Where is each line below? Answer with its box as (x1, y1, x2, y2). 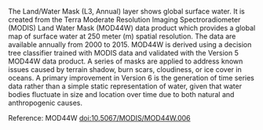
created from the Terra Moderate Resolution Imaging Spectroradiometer (8, 15, 241, 24)
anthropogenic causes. (8, 98, 82, 107)
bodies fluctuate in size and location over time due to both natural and (8, 90, 235, 99)
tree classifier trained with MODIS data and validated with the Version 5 (8, 49, 239, 57)
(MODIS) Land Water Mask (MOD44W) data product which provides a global (8, 23, 256, 32)
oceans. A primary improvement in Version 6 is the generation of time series (8, 74, 255, 82)
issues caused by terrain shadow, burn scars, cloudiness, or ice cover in (8, 65, 242, 74)
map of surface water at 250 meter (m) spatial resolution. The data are (8, 31, 236, 41)
